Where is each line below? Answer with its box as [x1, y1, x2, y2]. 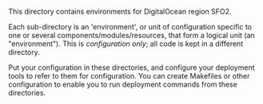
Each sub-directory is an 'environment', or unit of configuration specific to [8, 22, 252, 31]
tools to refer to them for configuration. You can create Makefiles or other [8, 71, 250, 80]
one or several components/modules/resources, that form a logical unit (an [8, 31, 256, 40]
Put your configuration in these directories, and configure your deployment [8, 63, 255, 72]
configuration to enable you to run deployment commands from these [8, 79, 237, 89]
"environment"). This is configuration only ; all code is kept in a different [8, 39, 244, 48]
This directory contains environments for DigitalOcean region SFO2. [8, 7, 232, 16]
